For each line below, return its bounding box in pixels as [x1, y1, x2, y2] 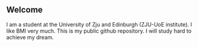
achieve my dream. [6, 33, 54, 41]
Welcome [6, 5, 43, 15]
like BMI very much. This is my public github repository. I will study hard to [6, 27, 192, 34]
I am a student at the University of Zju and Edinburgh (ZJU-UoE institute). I [6, 20, 193, 28]
